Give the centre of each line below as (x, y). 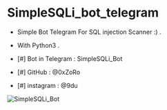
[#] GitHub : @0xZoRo (49, 72)
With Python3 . (38, 45)
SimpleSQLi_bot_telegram (83, 13)
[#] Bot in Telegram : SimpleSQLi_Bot (70, 58)
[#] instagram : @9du (47, 85)
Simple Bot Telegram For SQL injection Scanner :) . (89, 32)
